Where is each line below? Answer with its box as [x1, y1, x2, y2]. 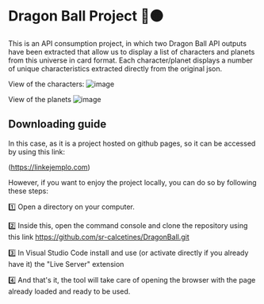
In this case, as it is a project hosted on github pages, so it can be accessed [8, 139, 256, 148]
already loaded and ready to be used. [8, 287, 131, 296]
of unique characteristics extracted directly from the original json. [8, 63, 223, 73]
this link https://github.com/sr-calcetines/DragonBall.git [8, 232, 190, 241]
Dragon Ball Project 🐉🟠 [8, 7, 164, 25]
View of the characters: [8, 79, 85, 89]
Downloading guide [8, 117, 107, 131]
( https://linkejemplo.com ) [8, 162, 91, 172]
